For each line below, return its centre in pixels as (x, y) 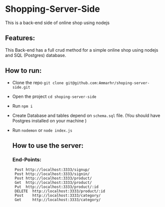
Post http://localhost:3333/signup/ (52, 170)
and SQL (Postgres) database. (36, 55)
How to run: (23, 71)
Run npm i (22, 106)
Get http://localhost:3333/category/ (58, 200)
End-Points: (27, 159)
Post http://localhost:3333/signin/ (52, 174)
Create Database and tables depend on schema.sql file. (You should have (86, 115)
